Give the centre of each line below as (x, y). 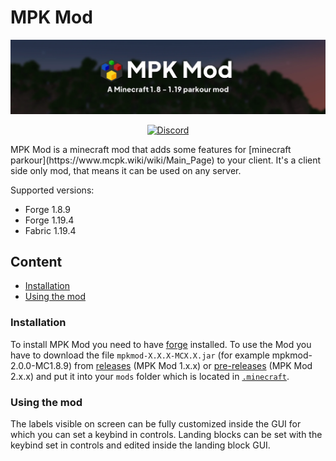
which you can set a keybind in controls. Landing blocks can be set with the (166, 434)
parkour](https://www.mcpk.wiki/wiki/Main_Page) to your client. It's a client (166, 160)
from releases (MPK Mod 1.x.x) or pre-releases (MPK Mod (193, 365)
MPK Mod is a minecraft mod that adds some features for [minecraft (151, 149)
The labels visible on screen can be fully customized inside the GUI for (156, 423)
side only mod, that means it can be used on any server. (126, 170)
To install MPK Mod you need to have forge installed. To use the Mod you (161, 344)
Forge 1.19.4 (49, 220)
